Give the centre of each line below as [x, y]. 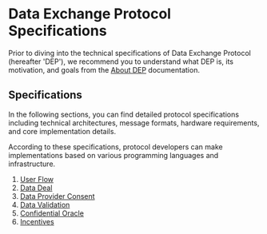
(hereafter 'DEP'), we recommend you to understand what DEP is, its [121, 61]
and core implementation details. [62, 131]
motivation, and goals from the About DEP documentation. [104, 69]
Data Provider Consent [57, 196]
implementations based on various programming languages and [114, 155]
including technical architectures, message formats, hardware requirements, [134, 123]
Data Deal [36, 188]
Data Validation [45, 204]
